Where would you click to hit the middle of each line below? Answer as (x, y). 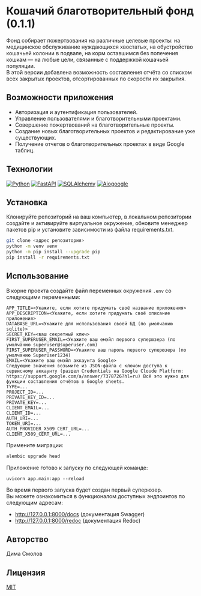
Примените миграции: (35, 445)
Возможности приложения (60, 98)
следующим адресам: (34, 502)
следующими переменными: (43, 297)
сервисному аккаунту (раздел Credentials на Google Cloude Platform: (95, 371)
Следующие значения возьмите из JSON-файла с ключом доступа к (87, 366)
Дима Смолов (25, 554)
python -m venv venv (32, 246)
